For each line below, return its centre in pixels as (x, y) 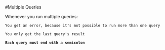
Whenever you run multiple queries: (41, 16)
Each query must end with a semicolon (45, 43)
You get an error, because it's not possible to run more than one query (83, 25)
